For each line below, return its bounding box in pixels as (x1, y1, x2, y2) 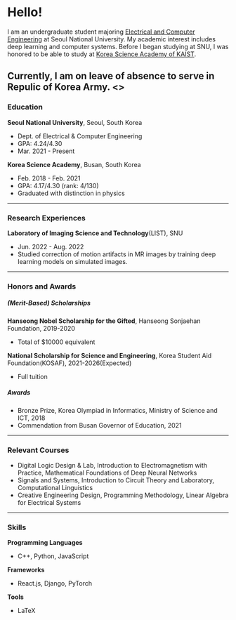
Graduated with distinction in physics (17, 189, 125, 197)
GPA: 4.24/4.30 (17, 139, 63, 147)
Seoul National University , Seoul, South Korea (7, 118, 143, 126)
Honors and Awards (7, 282, 77, 291)
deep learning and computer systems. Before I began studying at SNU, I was (7, 42, 229, 51)
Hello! (7, 4, 43, 20)
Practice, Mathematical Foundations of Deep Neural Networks (17, 468, 197, 477)
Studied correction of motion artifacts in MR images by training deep (17, 250, 216, 258)
